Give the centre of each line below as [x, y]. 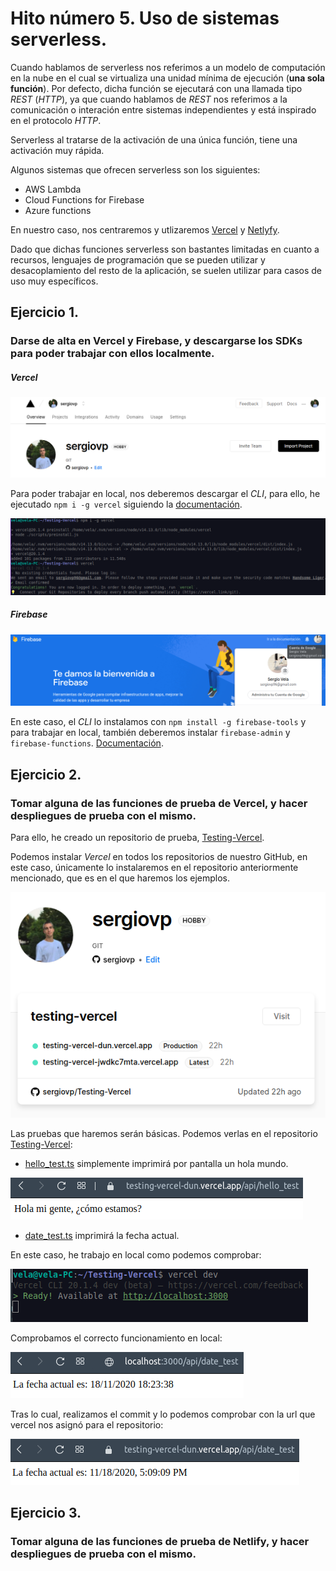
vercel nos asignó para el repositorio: [87, 1424]
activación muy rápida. [57, 150]
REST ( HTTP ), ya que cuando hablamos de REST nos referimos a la [149, 99]
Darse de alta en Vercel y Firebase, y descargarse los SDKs [156, 341]
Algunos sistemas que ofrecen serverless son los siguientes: [135, 169]
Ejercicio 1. [45, 312]
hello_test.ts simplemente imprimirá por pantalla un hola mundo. [156, 1163]
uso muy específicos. [54, 281]
